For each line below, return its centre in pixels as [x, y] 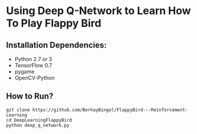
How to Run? [30, 96]
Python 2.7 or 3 [33, 59]
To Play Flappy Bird [54, 23]
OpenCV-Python [34, 78]
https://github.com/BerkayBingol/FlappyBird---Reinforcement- [110, 110]
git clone [18, 110]
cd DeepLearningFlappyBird [39, 120]
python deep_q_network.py [38, 125]
